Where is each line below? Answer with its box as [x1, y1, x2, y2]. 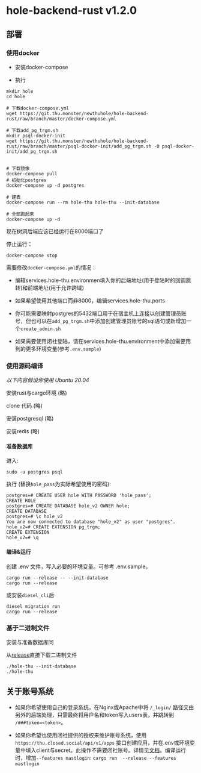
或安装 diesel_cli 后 [6, 591, 55, 598]
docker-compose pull [6, 171, 58, 177]
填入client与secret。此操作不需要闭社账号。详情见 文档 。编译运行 [25, 746, 186, 754]
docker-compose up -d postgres [6, 182, 85, 189]
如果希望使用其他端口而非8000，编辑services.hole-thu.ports [14, 296, 165, 304]
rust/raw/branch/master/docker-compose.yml [6, 116, 117, 122]
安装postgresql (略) [6, 415, 54, 422]
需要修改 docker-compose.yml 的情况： [6, 263, 97, 271]
